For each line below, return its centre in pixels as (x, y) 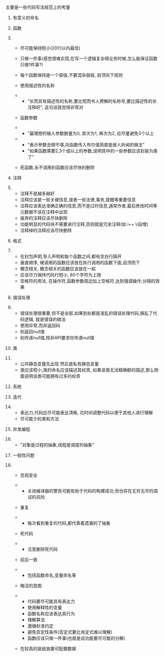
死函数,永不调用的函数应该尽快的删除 (57, 167)
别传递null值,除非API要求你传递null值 (57, 338)
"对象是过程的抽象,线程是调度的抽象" (57, 445)
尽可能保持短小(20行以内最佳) (50, 48)
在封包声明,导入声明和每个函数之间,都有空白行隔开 (71, 256)
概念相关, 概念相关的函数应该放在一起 (58, 269)
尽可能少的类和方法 (40, 419)
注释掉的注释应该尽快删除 (46, 230)
